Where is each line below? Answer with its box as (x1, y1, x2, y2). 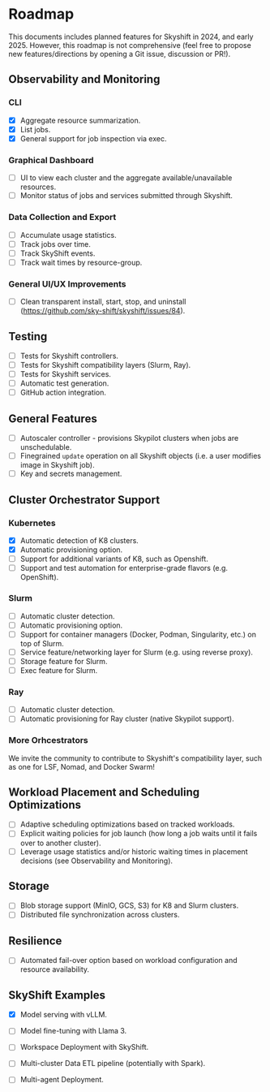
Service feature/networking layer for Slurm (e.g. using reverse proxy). (19, 647, 254, 657)
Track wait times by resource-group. (19, 257, 143, 267)
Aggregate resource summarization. (19, 115, 141, 125)
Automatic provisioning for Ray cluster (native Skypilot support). (19, 714, 234, 723)
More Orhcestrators (8, 735, 89, 746)
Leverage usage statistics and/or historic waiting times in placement (19, 846, 248, 857)
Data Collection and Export (8, 212, 117, 223)
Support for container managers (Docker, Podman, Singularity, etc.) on (19, 629, 257, 639)
